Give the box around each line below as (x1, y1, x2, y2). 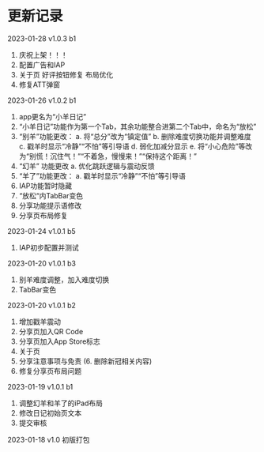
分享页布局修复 (18, 210, 68, 220)
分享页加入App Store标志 (18, 337, 100, 346)
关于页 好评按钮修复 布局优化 (18, 70, 114, 79)
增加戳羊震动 (18, 317, 61, 326)
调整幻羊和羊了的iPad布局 (18, 398, 104, 408)
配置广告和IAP (18, 60, 66, 70)
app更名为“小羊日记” (18, 111, 87, 121)
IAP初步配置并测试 (18, 243, 80, 252)
